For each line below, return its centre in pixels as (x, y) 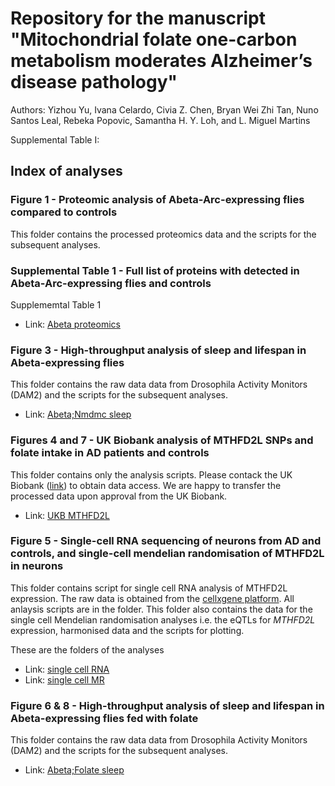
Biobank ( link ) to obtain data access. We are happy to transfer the (146, 485)
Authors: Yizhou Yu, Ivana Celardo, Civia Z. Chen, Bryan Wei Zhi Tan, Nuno (164, 109)
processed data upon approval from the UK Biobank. (119, 496)
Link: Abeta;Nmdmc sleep (78, 414)
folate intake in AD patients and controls (110, 453)
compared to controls (64, 212)
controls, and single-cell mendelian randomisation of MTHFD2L (167, 554)
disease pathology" (94, 82)
